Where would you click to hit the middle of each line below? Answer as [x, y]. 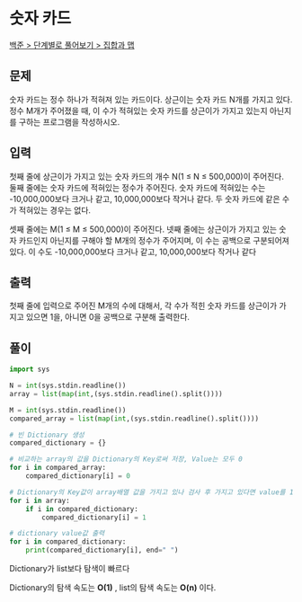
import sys [30, 369]
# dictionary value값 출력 [57, 534]
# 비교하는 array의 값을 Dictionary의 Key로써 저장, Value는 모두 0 [126, 459]
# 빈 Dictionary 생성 [47, 435]
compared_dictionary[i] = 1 [94, 518]
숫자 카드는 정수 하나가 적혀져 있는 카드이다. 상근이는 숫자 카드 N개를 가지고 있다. [151, 99]
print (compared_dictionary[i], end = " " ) [102, 550]
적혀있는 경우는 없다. [55, 210]
